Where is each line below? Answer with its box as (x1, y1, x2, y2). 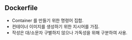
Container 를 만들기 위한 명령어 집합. (11, 17, 84, 23)
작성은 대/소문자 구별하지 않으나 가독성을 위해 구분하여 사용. (11, 29, 128, 36)
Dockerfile (4, 4, 38, 12)
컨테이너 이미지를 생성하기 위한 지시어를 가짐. (11, 23, 100, 29)
